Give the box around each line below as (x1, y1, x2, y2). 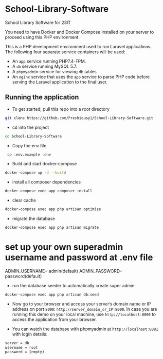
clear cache (12, 198, 36, 203)
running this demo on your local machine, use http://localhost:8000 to (12, 311, 156, 317)
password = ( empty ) (5, 350, 45, 355)
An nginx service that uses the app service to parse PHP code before (12, 74, 150, 80)
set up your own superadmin (5, 241, 123, 253)
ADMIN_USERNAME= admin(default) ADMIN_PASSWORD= (5, 268, 123, 274)
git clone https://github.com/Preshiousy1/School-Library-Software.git (5, 116, 153, 120)
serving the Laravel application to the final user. (12, 79, 108, 85)
